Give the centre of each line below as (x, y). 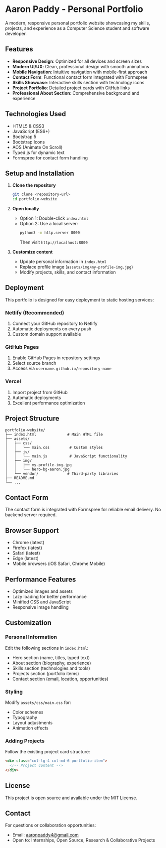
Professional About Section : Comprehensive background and (76, 93)
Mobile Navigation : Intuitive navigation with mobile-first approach (80, 72)
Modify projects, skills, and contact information (68, 272)
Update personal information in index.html (63, 262)
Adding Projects (25, 741)
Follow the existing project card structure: (48, 752)
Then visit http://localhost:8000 (54, 242)
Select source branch (34, 363)
